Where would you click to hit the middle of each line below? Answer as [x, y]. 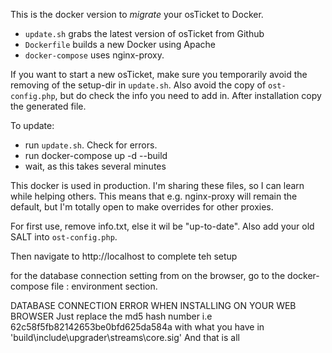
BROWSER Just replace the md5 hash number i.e [111, 316]
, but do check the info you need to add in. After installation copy [188, 95]
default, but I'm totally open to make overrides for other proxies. [142, 207]
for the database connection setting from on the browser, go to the [148, 275]
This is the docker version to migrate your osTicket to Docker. [137, 14]
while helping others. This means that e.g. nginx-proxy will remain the [154, 196]
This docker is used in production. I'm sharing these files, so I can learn [157, 185]
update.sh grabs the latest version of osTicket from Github [144, 33]
